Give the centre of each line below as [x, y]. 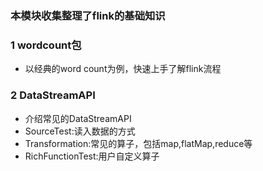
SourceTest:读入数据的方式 [80, 131]
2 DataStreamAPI [53, 95]
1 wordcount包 [46, 45]
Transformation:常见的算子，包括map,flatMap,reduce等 [138, 143]
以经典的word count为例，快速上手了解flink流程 [123, 69]
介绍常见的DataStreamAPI [78, 118]
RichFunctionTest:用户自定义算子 [92, 156]
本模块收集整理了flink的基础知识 [88, 15]
